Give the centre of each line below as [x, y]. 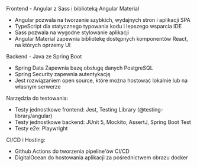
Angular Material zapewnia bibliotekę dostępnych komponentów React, [101, 39]
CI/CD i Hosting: [26, 140]
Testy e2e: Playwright [41, 128]
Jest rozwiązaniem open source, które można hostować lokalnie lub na [101, 80]
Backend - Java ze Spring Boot [44, 56]
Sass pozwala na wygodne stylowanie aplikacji [72, 32]
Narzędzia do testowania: [37, 98]
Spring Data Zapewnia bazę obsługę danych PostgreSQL [84, 68]
